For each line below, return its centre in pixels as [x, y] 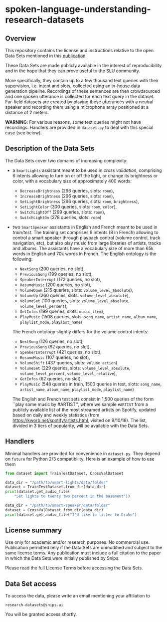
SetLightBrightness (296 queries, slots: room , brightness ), [80, 201]
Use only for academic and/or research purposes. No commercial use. [78, 542]
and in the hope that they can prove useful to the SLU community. [73, 71]
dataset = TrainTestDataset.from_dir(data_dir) [56, 487]
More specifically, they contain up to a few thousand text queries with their [82, 80]
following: [22, 259]
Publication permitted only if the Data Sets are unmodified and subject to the [84, 548]
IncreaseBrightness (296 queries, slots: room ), [67, 196]
